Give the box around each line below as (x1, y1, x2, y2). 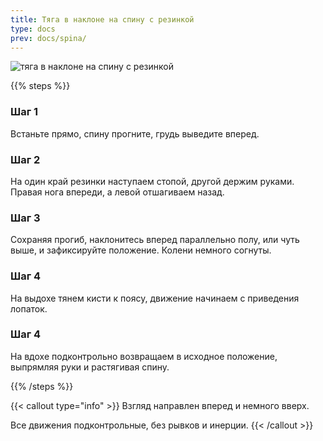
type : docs (10, 24, 56, 34)
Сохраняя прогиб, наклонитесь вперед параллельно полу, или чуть (10, 234, 300, 246)
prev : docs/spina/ (10, 33, 87, 43)
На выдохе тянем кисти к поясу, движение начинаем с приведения (10, 292, 300, 304)
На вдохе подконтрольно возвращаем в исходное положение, (10, 350, 278, 362)
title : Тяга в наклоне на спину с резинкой (10, 14, 195, 25)
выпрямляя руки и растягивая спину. (10, 361, 170, 373)
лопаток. (10, 302, 48, 315)
